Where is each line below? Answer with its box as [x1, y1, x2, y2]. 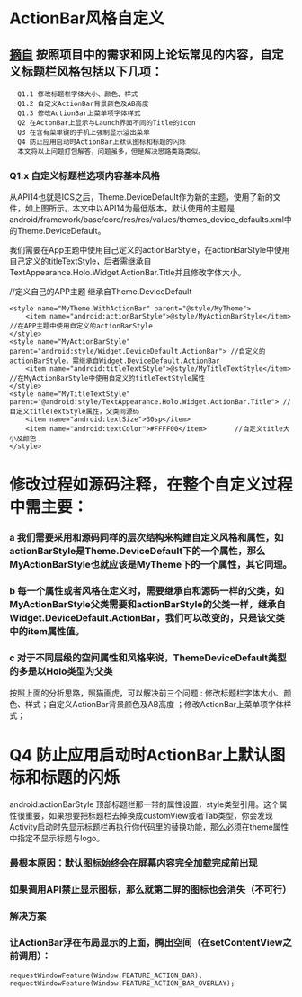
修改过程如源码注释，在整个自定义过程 [9, 474, 294, 495]
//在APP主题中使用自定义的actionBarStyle [9, 321, 153, 331]
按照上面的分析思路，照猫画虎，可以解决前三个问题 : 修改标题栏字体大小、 [9, 687, 284, 698]
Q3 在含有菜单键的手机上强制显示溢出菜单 [17, 128, 150, 137]
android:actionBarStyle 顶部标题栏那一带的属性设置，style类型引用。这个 [9, 798, 280, 810]
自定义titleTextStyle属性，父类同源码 [9, 407, 140, 417]
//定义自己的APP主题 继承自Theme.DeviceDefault [9, 286, 192, 297]
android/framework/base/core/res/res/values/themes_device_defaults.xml [9, 214, 285, 225]
